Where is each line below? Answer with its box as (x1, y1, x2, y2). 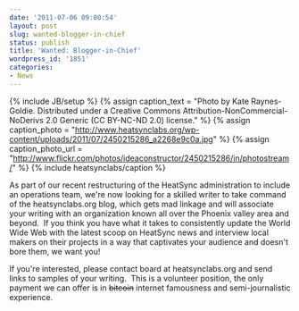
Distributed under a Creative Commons (37, 105, 181, 116)
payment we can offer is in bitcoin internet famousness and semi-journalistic (9, 282, 291, 293)
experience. (9, 291, 54, 302)
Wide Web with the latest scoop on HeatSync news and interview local (9, 227, 270, 238)
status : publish (9, 38, 70, 47)
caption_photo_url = (9, 143, 83, 154)
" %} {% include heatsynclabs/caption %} (12, 162, 167, 172)
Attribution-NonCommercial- (182, 105, 288, 116)
